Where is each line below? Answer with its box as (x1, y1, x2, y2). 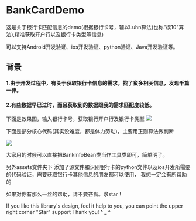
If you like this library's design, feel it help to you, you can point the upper (6, 202, 183, 209)
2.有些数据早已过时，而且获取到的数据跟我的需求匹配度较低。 (6, 101, 155, 108)
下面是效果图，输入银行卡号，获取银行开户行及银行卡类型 (6, 115, 145, 123)
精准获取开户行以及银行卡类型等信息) (14, 30, 104, 38)
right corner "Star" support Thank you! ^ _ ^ (6, 209, 111, 216)
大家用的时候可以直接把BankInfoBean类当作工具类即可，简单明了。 (6, 151, 168, 158)
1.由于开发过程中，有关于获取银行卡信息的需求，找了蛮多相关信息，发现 (6, 80, 180, 87)
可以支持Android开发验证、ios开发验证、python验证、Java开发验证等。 (6, 43, 178, 50)
